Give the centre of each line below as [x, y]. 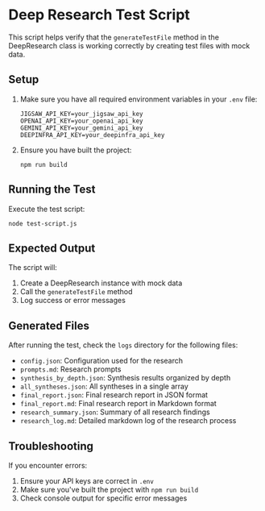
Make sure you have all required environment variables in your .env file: [139, 99]
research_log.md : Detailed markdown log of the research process [128, 421]
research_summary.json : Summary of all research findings [115, 412]
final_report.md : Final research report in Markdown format [118, 404]
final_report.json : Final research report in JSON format [114, 395]
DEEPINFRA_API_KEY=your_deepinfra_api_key [92, 135]
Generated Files [49, 325]
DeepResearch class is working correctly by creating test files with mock [129, 45]
